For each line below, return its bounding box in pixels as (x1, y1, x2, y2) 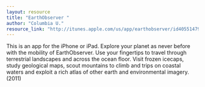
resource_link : (6, 26, 45, 32)
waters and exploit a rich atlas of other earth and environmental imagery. (6, 68, 189, 76)
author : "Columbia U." (6, 20, 64, 26)
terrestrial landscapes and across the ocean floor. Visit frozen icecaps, (6, 55, 184, 63)
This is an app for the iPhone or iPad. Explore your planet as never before (6, 43, 191, 50)
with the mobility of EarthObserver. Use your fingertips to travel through (6, 49, 187, 57)
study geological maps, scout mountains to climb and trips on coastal (6, 62, 181, 69)
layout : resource (6, 9, 51, 15)
